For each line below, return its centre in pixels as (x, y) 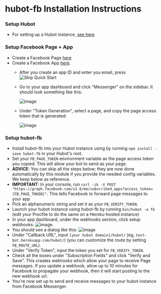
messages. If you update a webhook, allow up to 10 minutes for (75, 266)
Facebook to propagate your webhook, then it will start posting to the (81, 271)
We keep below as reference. (41, 179)
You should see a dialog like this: (44, 230)
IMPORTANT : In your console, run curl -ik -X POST (64, 185)
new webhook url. (30, 276)
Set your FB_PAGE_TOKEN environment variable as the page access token (83, 159)
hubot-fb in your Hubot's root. (53, 154)
